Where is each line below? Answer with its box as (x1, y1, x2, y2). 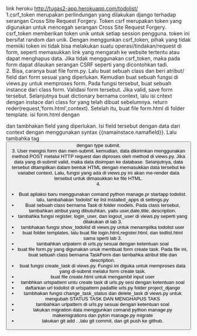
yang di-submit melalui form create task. (59, 268, 147, 275)
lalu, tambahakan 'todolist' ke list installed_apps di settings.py (36, 197, 169, 203)
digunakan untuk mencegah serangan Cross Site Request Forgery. (6, 23, 167, 31)
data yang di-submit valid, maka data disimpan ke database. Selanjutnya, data (13, 159, 184, 165)
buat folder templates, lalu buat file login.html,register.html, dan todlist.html (22, 230, 183, 236)
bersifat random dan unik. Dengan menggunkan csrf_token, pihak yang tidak (6, 36, 191, 43)
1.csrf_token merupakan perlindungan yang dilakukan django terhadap (6, 11, 176, 18)
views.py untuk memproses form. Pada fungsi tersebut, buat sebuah (6, 80, 172, 87)
